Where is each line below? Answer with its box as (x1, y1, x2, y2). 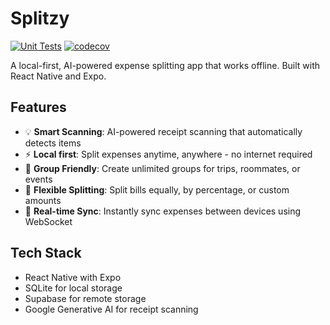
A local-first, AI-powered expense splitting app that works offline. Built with (10, 59, 321, 71)
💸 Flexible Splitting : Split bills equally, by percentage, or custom (24, 183, 290, 196)
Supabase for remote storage (24, 292, 147, 304)
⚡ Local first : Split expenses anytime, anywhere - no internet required (24, 148, 313, 160)
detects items (24, 137, 82, 149)
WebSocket (24, 215, 73, 227)
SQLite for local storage (24, 282, 123, 294)
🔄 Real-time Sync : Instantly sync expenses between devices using (24, 205, 302, 217)
